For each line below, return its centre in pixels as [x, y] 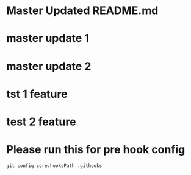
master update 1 [48, 39]
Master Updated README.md [82, 11]
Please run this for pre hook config [96, 150]
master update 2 [49, 66]
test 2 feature [41, 122]
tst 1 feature [37, 94]
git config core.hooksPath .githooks [54, 166]
